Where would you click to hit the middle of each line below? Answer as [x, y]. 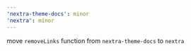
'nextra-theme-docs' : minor [48, 14]
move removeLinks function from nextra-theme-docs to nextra [95, 40]
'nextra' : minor [30, 21]
